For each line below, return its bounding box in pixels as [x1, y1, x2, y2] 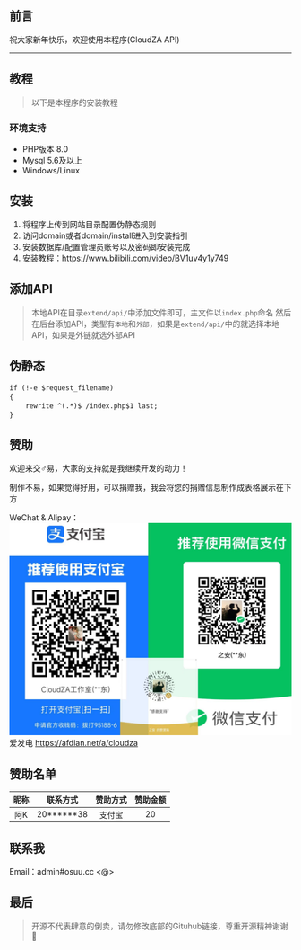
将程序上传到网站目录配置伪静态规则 [21, 218, 157, 229]
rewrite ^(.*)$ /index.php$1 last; [25, 402, 159, 411]
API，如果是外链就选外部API [30, 329, 136, 340]
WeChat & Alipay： [9, 512, 79, 523]
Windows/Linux [21, 164, 81, 175]
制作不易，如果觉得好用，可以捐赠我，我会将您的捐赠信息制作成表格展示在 [9, 482, 284, 493]
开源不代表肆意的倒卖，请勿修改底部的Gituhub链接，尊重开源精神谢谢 [30, 920, 288, 931]
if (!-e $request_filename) [9, 384, 115, 393]
